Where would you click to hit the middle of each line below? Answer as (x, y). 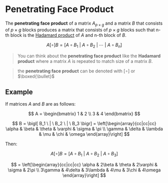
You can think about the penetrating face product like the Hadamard (89, 56)
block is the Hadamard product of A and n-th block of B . (68, 35)
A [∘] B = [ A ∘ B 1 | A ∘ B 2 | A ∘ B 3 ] (84, 154)
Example (19, 92)
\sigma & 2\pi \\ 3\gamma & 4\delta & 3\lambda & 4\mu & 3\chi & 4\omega (84, 170)
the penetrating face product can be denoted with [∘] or (76, 71)
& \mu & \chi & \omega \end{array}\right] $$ (84, 134)
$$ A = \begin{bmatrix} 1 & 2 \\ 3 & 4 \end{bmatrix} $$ (84, 114)
